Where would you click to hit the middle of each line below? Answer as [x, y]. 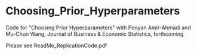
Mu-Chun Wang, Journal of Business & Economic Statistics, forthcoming [95, 33]
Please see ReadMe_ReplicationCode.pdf [56, 45]
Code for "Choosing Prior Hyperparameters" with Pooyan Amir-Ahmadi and [98, 27]
